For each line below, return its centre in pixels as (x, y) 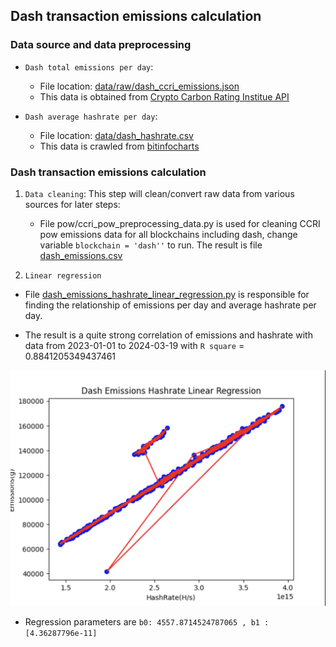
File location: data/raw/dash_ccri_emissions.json (139, 86)
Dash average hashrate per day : (91, 116)
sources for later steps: (72, 204)
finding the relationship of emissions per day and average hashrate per (170, 305)
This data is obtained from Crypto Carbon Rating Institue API (164, 96)
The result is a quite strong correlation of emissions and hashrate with (168, 335)
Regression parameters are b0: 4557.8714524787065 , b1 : (147, 622)
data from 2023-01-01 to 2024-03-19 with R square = (134, 345)
